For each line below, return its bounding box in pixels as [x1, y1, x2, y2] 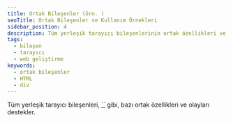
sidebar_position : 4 [7, 23, 68, 30]
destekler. [7, 108, 36, 116]
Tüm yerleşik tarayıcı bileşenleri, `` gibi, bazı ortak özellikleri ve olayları [7, 100, 210, 109]
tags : [7, 36, 23, 43]
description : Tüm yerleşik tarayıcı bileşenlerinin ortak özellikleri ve [7, 29, 227, 37]
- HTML [13, 75, 33, 82]
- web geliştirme [13, 56, 64, 63]
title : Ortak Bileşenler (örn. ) [7, 10, 105, 17]
